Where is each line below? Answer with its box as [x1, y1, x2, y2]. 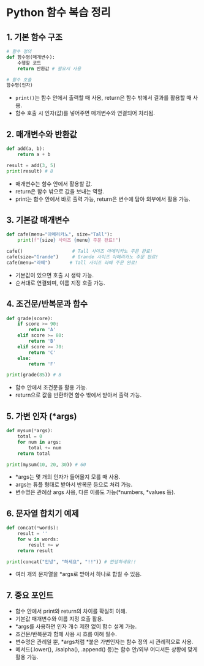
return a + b [17, 151, 51, 157]
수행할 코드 [17, 59, 42, 66]
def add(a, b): [6, 146, 45, 152]
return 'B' [28, 338, 56, 345]
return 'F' [28, 361, 56, 367]
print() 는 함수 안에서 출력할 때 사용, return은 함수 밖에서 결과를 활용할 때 [15, 94, 192, 102]
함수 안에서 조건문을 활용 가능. [15, 384, 88, 391]
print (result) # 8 [6, 168, 53, 174]
